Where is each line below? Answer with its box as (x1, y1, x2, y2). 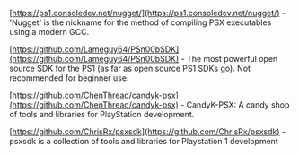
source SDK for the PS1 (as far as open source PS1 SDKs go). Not (9, 63, 251, 73)
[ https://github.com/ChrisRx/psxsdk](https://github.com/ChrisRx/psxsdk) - (9, 126, 286, 137)
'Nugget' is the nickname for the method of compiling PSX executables (9, 17, 272, 28)
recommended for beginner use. (9, 73, 129, 83)
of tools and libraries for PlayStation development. (9, 109, 195, 119)
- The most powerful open (180, 54, 278, 64)
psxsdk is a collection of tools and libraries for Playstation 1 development (9, 136, 278, 146)
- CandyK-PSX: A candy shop (180, 99, 290, 110)
